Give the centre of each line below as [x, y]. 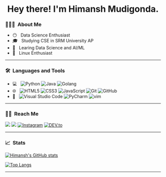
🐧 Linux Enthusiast [32, 53]
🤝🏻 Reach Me [22, 113]
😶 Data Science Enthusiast [41, 35]
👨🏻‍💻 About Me [23, 25]
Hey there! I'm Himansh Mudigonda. [83, 9]
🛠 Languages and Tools [35, 71]
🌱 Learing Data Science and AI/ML [48, 48]
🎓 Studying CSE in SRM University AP [53, 41]
